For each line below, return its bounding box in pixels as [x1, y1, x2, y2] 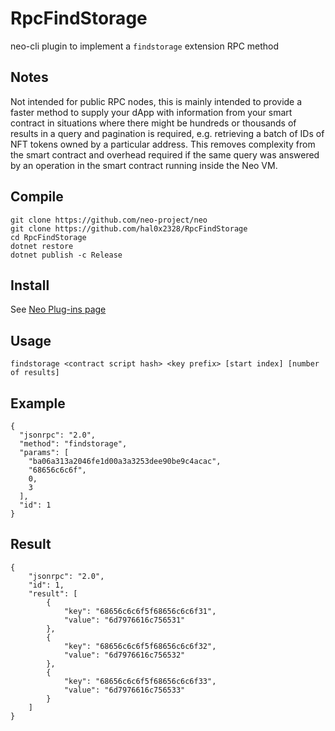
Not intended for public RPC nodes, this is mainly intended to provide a [10, 95, 303, 107]
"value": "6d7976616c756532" [63, 650, 186, 660]
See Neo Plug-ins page [10, 303, 107, 316]
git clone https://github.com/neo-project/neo [10, 215, 208, 225]
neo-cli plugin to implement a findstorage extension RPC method [10, 40, 280, 52]
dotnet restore [10, 241, 74, 251]
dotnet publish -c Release [10, 250, 123, 260]
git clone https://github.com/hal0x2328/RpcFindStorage [10, 223, 248, 234]
